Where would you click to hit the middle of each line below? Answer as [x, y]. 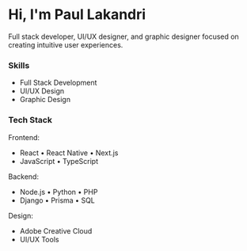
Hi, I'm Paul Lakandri [77, 15]
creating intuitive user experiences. [66, 44]
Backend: [24, 177]
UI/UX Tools [39, 239]
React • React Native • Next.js [69, 153]
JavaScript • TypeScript [59, 161]
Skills [19, 65]
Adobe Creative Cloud [56, 230]
